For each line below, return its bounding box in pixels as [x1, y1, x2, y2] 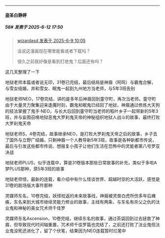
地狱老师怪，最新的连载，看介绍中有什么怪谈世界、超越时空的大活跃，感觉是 [5, 176, 160, 182]
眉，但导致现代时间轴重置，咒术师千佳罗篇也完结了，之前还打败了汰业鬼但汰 [5, 221, 160, 227]
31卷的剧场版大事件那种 [5, 182, 53, 188]
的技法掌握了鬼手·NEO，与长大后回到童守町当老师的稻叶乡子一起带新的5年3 [5, 108, 159, 114]
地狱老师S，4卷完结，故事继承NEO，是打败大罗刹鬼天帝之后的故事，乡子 [5, 131, 153, 136]
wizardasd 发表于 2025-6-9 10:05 [17, 37, 86, 43]
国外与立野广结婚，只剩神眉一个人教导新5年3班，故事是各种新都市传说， [9, 137, 157, 143]
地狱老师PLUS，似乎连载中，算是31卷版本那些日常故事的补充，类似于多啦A [5, 159, 157, 165]
